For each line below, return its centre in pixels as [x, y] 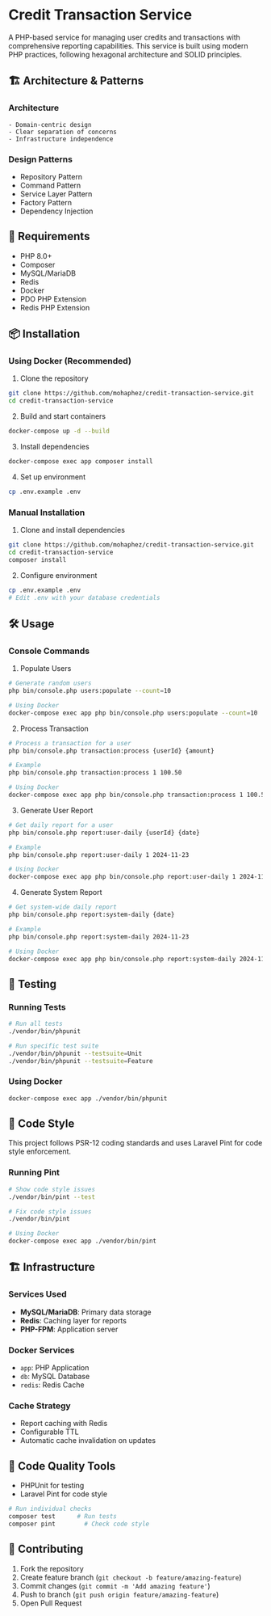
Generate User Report [56, 810]
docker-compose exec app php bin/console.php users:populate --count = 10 [133, 713]
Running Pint [34, 1172]
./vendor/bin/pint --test [52, 1197]
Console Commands [49, 651]
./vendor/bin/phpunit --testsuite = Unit [75, 1053]
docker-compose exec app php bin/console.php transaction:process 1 [126, 795]
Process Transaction [54, 728]
